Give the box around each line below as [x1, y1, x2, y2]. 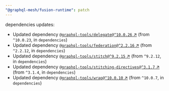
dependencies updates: [5, 21, 55, 27]
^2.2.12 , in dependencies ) [12, 47, 65, 53]
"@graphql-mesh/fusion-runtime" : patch [5, 7, 90, 13]
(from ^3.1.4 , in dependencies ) [12, 69, 76, 75]
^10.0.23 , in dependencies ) [12, 37, 67, 43]
